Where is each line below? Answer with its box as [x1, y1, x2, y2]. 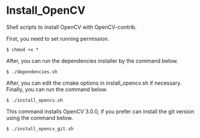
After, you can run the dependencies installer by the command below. [6, 57, 178, 64]
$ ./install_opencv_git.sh [6, 125, 74, 132]
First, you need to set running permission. [6, 35, 110, 42]
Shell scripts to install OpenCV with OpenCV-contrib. [6, 23, 137, 31]
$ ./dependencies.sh [6, 68, 58, 75]
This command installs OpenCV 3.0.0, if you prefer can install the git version [6, 107, 195, 115]
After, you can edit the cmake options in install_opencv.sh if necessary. [6, 79, 182, 86]
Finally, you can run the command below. [6, 85, 108, 93]
